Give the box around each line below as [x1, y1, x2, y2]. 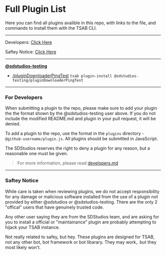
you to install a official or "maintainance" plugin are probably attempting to [5, 219, 157, 225]
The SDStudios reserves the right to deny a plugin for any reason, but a [5, 145, 150, 151]
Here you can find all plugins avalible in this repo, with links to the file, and [5, 20, 156, 26]
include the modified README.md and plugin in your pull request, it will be [5, 116, 156, 122]
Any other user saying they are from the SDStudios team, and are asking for [5, 213, 160, 219]
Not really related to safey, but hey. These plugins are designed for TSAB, [5, 234, 155, 240]
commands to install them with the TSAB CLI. [5, 25, 97, 31]
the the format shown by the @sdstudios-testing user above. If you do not [5, 110, 156, 117]
